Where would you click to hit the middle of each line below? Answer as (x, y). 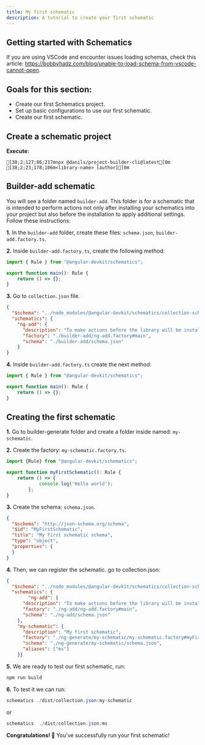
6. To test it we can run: (36, 689)
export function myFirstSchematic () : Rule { (64, 473)
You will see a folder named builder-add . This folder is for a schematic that (100, 201)
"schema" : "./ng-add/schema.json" (67, 615)
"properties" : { (32, 547)
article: (15, 64)
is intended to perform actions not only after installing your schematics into (101, 207)
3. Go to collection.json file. (43, 296)
